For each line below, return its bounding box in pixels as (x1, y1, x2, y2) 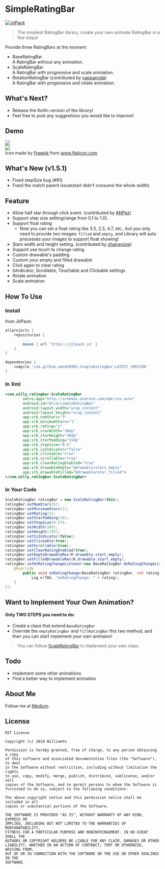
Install (5, 307, 21, 314)
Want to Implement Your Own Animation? (5, 598, 134, 606)
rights (5, 769, 19, 774)
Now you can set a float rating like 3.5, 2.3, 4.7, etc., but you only (19, 226, 151, 231)
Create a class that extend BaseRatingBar (12, 623, 95, 629)
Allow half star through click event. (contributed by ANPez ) (12, 210, 132, 216)
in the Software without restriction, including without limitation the (5, 765, 157, 770)
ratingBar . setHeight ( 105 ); (5, 529, 60, 534)
